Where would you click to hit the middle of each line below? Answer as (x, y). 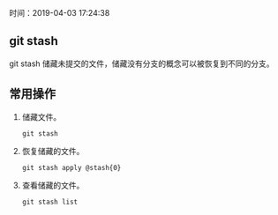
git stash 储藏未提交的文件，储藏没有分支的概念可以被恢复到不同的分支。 (142, 63)
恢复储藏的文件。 (53, 151)
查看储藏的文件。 (53, 185)
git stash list (50, 202)
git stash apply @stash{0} (71, 167)
